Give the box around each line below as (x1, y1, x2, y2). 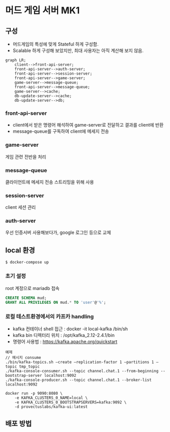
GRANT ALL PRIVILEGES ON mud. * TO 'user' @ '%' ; (5, 300, 106, 305)
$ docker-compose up (5, 260, 50, 265)
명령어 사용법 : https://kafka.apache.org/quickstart (12, 338, 117, 345)
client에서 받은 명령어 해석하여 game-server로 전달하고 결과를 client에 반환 (12, 122, 164, 128)
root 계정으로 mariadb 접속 (5, 285, 60, 291)
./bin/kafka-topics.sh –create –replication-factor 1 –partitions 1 (5, 359, 154, 365)
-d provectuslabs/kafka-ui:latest (14, 404, 88, 409)
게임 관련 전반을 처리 (5, 154, 46, 160)
